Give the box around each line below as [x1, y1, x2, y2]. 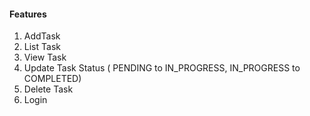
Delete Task [23, 83, 74, 95]
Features [9, 8, 47, 20]
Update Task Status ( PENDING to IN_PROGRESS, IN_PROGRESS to [23, 62, 301, 74]
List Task [23, 41, 61, 53]
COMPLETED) [23, 73, 82, 85]
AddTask [23, 30, 61, 42]
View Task [23, 51, 67, 64]
